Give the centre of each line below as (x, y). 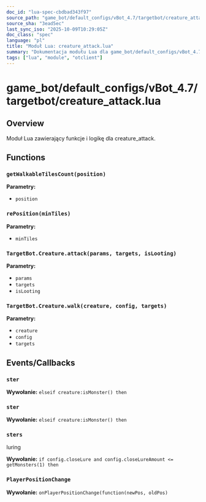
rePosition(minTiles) (39, 214)
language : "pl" (26, 40)
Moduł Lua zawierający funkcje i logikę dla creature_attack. (81, 138)
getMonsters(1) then (33, 465)
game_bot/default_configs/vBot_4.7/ (102, 88)
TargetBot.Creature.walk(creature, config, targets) (87, 306)
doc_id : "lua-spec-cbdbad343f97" (49, 12)
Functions (26, 158)
